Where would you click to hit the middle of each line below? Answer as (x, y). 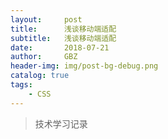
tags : (21, 85)
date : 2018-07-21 (60, 47)
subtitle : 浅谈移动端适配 (63, 38)
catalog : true (40, 76)
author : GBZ (44, 57)
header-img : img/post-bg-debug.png (84, 66)
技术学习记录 (61, 123)
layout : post (46, 19)
